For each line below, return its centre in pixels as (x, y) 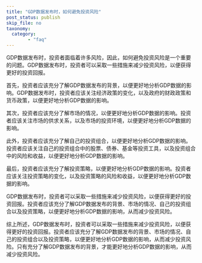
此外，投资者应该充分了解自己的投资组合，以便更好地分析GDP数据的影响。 (99, 141)
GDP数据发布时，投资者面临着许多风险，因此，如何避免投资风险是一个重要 (99, 57)
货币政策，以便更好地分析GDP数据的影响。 (59, 100)
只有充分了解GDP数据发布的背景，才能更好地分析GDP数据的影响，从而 (104, 246)
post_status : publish (33, 17)
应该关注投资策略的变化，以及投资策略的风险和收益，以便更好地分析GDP (96, 176)
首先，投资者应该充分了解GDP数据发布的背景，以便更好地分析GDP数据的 (96, 85)
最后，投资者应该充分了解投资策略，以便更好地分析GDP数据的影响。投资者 (99, 168)
